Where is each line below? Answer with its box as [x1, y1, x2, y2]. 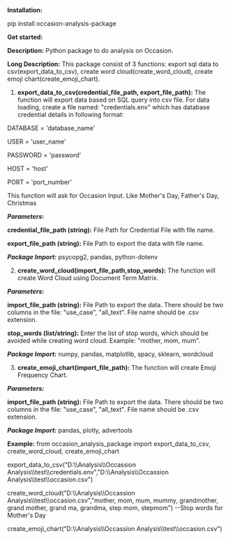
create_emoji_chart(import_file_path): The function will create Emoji [17, 364, 217, 371]
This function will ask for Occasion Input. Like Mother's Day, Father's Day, [7, 192, 220, 199]
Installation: [7, 6, 43, 14]
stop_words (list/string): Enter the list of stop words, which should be [7, 329, 209, 337]
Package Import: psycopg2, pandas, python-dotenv [7, 253, 158, 261]
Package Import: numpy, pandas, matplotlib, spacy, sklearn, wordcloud [7, 350, 213, 358]
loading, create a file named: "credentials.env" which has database [17, 103, 210, 111]
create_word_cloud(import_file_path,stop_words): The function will [17, 266, 216, 275]
